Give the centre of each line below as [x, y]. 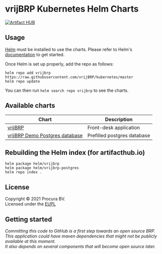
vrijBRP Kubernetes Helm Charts [72, 9]
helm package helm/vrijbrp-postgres [42, 168]
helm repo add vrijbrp [28, 73]
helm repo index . [24, 172]
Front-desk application [113, 127]
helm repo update [23, 81]
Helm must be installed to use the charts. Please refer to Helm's [69, 49]
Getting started [29, 219]
